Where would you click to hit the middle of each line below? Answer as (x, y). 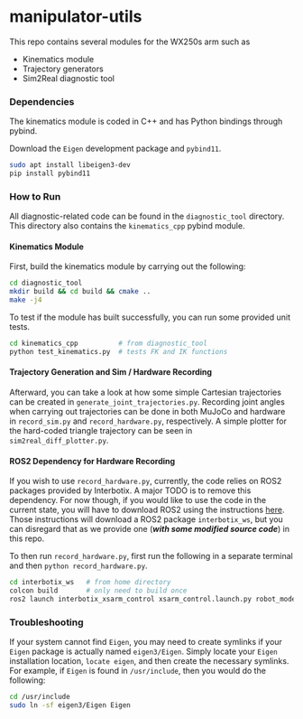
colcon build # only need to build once (98, 591)
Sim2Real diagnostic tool (69, 78)
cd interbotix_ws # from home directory (90, 583)
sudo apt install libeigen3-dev (70, 165)
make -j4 (26, 300)
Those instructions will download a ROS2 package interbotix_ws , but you (147, 519)
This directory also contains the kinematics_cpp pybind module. (127, 226)
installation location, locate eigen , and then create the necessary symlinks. (149, 661)
